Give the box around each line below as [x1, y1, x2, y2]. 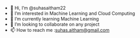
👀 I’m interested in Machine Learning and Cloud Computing [10, 10, 135, 16]
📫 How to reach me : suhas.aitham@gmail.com [10, 27, 110, 33]
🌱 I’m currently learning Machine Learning [10, 16, 99, 22]
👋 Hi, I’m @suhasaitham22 [10, 5, 66, 11]
